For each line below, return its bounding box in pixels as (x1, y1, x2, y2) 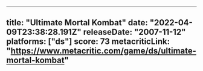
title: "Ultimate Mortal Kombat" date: (6, 17, 148, 28)
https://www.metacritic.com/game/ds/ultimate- (10, 46, 196, 56)
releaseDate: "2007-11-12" (83, 27, 186, 37)
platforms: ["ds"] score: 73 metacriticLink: (6, 37, 170, 47)
